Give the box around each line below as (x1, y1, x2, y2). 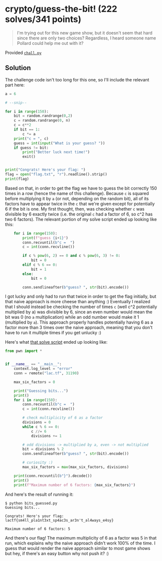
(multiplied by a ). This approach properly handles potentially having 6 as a (5, 319, 153, 325)
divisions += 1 (31, 433, 62, 438)
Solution (5, 64, 31, 72)
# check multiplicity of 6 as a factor (22, 415, 103, 420)
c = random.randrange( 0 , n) (14, 118, 70, 123)
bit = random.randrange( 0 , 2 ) (14, 114, 73, 118)
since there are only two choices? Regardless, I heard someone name (16, 35, 156, 41)
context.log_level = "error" (14, 367, 73, 371)
